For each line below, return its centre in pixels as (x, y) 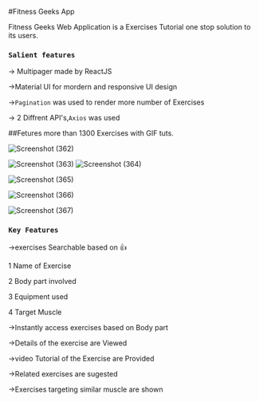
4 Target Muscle (35, 312)
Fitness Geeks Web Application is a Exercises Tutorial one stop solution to (129, 27)
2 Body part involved (43, 281)
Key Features (33, 230)
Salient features (42, 55)
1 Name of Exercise (40, 266)
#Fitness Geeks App (41, 12)
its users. (23, 35)
